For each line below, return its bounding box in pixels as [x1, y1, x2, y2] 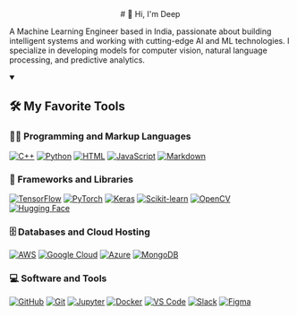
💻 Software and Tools [9, 272, 107, 285]
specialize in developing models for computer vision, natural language [9, 45, 268, 56]
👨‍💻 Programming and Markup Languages [9, 130, 191, 142]
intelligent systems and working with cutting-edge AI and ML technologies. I [9, 36, 290, 46]
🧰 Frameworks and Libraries [9, 173, 134, 185]
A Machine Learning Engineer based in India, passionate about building [9, 26, 272, 37]
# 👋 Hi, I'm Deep [120, 9, 181, 19]
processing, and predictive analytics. [9, 55, 146, 65]
